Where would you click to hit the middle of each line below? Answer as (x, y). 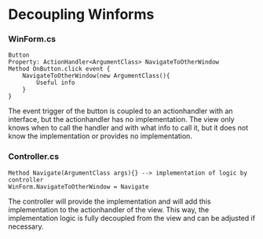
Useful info (56, 83)
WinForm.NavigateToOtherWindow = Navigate (79, 186)
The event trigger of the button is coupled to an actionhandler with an (121, 111)
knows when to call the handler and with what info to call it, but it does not (128, 128)
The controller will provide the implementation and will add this (110, 201)
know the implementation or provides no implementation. (100, 136)
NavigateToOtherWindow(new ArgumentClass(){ (96, 76)
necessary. (26, 226)
